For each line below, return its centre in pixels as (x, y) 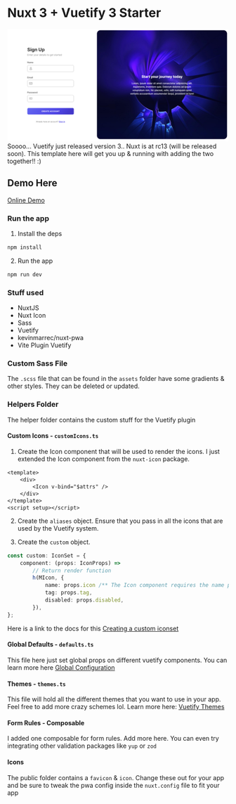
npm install (25, 247)
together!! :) (25, 161)
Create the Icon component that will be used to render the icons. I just (118, 451)
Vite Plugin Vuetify (44, 345)
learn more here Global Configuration (61, 667)
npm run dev (25, 274)
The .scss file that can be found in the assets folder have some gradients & (116, 379)
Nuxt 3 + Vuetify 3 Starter (84, 13)
